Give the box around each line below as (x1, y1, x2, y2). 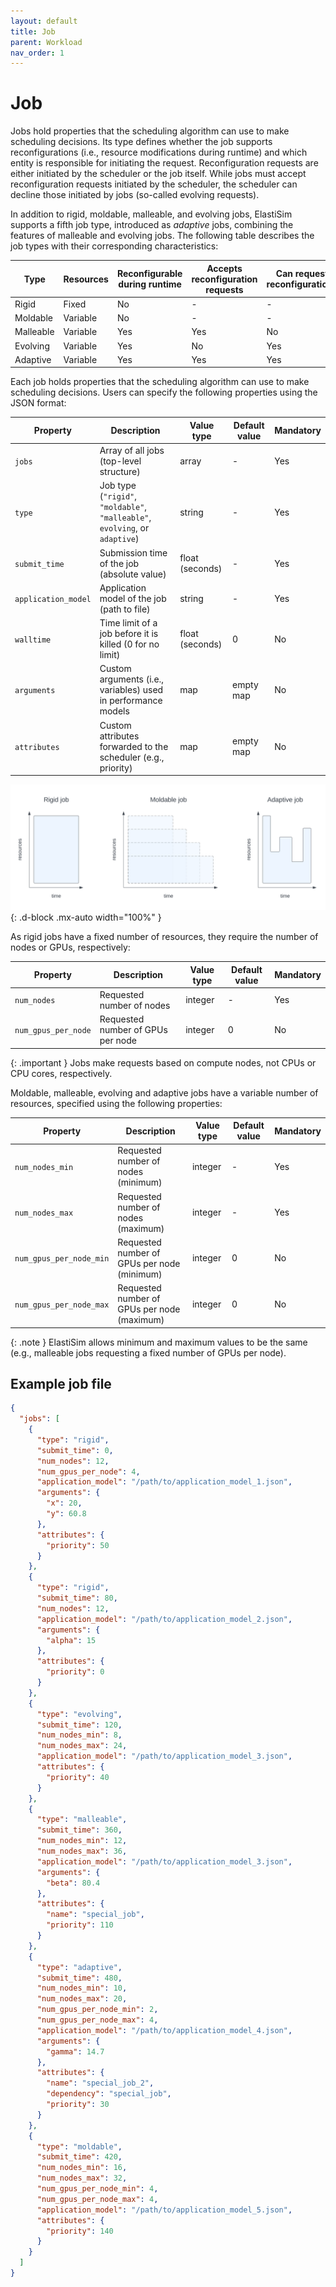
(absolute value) (99, 568, 167, 580)
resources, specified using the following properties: (10, 1097, 223, 1109)
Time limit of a (99, 617, 158, 629)
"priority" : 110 (46, 1920, 114, 1930)
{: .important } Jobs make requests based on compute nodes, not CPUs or (10, 1056, 317, 1069)
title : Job (10, 26, 56, 37)
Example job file (10, 1375, 112, 1392)
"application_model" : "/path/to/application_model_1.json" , (36, 1477, 293, 1487)
